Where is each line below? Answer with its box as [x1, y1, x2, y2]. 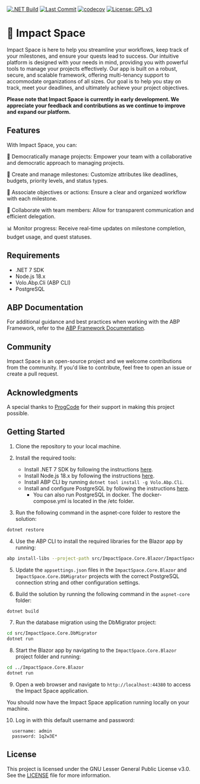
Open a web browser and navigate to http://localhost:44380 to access [15, 680, 191, 688]
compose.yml [33, 497, 67, 504]
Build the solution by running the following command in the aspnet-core [15, 590, 191, 598]
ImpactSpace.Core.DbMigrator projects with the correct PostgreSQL [15, 572, 180, 580]
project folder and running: [15, 653, 81, 660]
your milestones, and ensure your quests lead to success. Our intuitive [7, 52, 179, 60]
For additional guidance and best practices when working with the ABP [7, 318, 180, 326]
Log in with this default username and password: [15, 716, 135, 723]
